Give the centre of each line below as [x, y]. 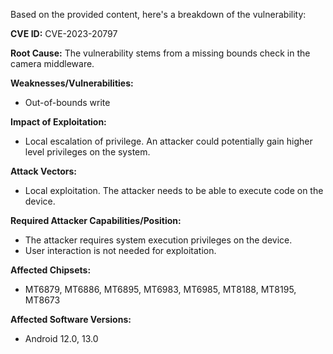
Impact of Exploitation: [58, 122]
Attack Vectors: [44, 171]
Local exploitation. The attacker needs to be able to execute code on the [174, 190]
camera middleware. [52, 63]
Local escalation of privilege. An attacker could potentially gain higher [168, 141]
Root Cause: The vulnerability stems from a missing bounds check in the [160, 53]
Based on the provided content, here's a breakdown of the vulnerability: [158, 14]
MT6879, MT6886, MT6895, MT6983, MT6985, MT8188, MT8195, [160, 289]
